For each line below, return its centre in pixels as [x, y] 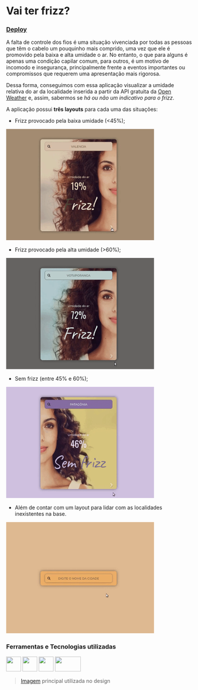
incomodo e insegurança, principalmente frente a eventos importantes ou [95, 68]
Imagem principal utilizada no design [65, 681]
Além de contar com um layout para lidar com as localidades [88, 507]
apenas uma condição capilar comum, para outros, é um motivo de [88, 61]
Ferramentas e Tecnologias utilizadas [61, 647]
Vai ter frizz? [38, 11]
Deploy [17, 30]
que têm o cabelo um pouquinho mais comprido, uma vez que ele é [88, 49]
